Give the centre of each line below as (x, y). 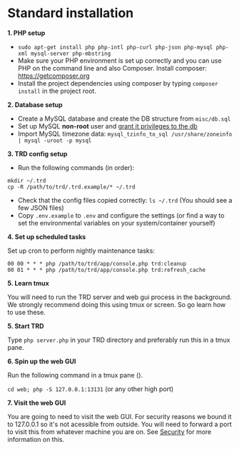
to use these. (27, 312)
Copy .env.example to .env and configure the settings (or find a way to (121, 215)
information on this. (36, 439)
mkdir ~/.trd (27, 181)
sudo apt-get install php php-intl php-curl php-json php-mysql (115, 47)
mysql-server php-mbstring (71, 54)
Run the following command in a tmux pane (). (75, 375)
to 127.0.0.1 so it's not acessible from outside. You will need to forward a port (119, 424)
